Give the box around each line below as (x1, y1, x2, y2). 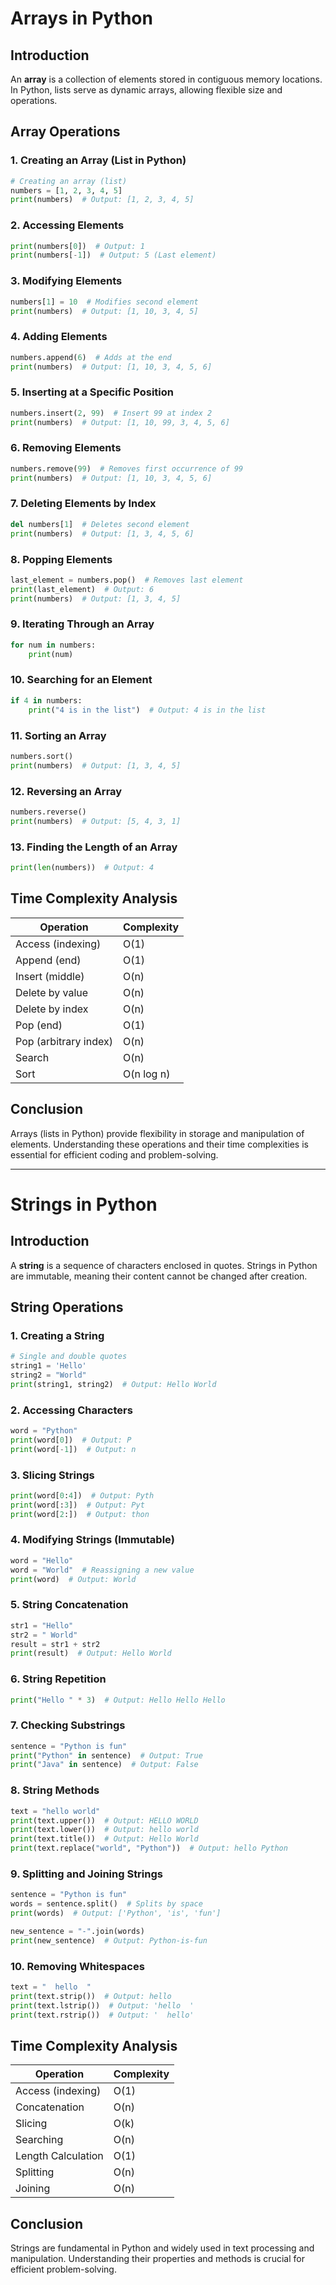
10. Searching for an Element (10, 673, 153, 687)
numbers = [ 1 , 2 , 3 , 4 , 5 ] (10, 185, 123, 196)
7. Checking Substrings (10, 1718, 126, 1732)
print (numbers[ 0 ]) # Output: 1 (10, 241, 145, 251)
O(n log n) (122, 1067, 171, 1081)
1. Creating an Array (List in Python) (10, 153, 187, 167)
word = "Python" (10, 1425, 78, 1436)
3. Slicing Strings (10, 1468, 95, 1482)
